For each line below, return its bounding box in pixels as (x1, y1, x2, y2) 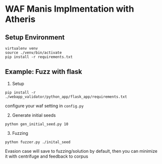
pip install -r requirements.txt (5, 55, 73, 59)
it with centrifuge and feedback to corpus (5, 153, 89, 159)
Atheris (5, 14, 36, 25)
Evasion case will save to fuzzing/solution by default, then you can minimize (5, 148, 158, 154)
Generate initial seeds (12, 112, 56, 118)
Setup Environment (5, 33, 65, 41)
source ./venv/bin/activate (5, 50, 62, 55)
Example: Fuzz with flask (5, 68, 82, 76)
